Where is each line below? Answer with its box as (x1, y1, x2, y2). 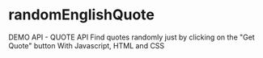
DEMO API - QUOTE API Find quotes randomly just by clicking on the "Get (8, 32, 255, 42)
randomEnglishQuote (8, 6, 155, 24)
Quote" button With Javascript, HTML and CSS (8, 40, 165, 50)
